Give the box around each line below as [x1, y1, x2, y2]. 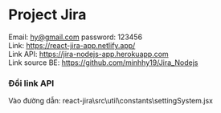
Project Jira [8, 6, 87, 24]
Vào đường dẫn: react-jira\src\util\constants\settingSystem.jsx [8, 96, 213, 106]
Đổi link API [8, 78, 55, 89]
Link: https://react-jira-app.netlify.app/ [8, 40, 136, 50]
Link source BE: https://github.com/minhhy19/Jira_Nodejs [8, 58, 198, 67]
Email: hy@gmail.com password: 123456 [8, 32, 143, 42]
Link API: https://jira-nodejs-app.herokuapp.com [8, 49, 169, 59]
